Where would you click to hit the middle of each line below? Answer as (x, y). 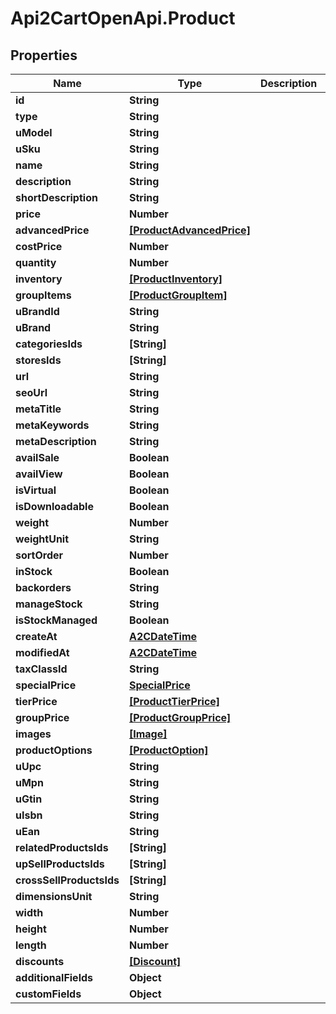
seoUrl (31, 392)
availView (39, 474)
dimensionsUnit (54, 896)
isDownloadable (54, 506)
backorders (43, 587)
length (31, 945)
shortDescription (56, 197)
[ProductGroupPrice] (180, 717)
